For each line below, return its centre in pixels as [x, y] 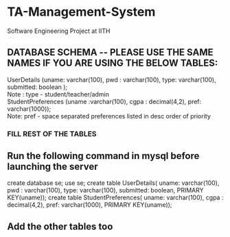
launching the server [53, 167]
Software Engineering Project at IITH [59, 31]
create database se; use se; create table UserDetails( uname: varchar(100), [113, 183]
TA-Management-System [81, 12]
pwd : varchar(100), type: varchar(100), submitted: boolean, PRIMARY [105, 190]
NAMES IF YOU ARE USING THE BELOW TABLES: [113, 63]
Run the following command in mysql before [103, 156]
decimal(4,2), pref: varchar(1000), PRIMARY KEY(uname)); [90, 205]
